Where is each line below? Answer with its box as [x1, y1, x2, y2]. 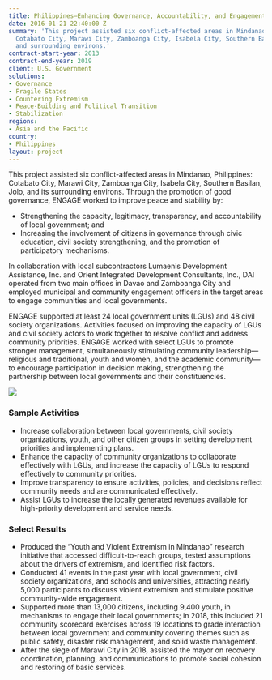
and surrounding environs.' [15, 42, 111, 50]
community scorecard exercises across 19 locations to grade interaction [19, 619, 261, 629]
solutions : [8, 72, 45, 80]
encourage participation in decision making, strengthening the [16, 363, 224, 373]
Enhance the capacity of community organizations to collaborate [19, 451, 236, 461]
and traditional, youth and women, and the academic [38, 354, 215, 365]
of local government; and [19, 220, 104, 229]
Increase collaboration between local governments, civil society [19, 426, 233, 435]
